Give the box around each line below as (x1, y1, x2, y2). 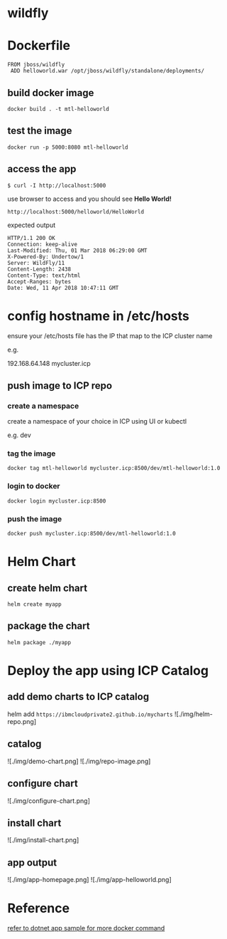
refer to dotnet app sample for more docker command (7, 924, 165, 933)
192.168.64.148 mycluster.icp (7, 359, 91, 367)
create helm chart (7, 582, 87, 594)
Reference (7, 901, 70, 916)
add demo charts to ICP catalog (7, 691, 150, 703)
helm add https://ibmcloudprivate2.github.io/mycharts (7, 710, 173, 718)
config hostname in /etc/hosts (7, 308, 189, 324)
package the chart (7, 620, 90, 632)
